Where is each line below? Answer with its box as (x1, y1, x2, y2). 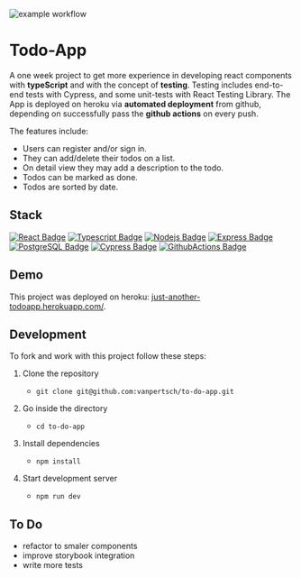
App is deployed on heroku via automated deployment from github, (9, 98, 261, 109)
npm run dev (35, 492, 81, 501)
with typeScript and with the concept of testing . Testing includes (9, 79, 253, 90)
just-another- (151, 291, 201, 302)
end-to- (254, 79, 284, 90)
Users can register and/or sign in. (22, 142, 147, 153)
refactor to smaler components (22, 541, 138, 552)
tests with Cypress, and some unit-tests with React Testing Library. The (25, 88, 291, 99)
